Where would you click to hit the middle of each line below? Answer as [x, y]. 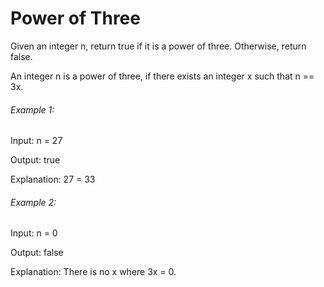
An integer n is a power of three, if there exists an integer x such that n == [162, 76]
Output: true [35, 160]
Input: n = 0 [34, 233]
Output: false [37, 253]
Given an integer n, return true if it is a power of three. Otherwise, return [158, 46]
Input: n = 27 [36, 141]
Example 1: [32, 109]
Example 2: [33, 202]
